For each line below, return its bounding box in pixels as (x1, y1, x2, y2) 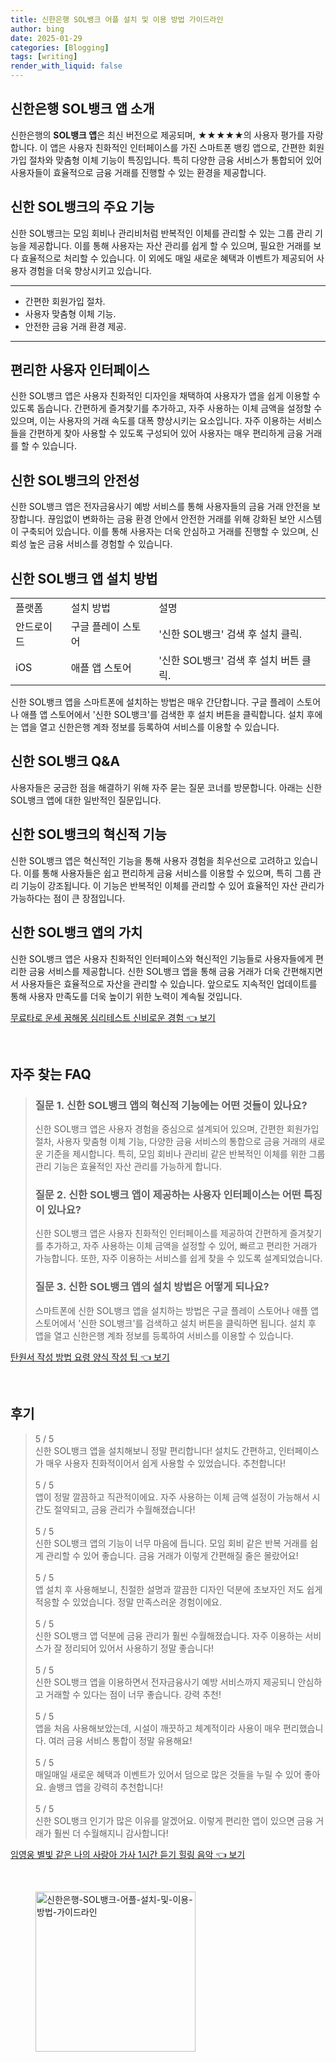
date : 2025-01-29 (10, 33, 83, 43)
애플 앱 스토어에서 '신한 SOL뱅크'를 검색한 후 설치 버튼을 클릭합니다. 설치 (20, 709, 305, 721)
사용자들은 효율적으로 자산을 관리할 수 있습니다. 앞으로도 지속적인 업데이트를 (20, 977, 318, 990)
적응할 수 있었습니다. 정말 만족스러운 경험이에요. (34, 1596, 223, 1608)
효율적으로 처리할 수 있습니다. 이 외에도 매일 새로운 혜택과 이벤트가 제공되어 (20, 252, 315, 264)
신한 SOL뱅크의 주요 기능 (10, 199, 155, 216)
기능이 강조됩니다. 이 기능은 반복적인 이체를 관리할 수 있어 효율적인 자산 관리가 (20, 879, 325, 891)
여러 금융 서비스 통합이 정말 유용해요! (48, 1734, 193, 1746)
